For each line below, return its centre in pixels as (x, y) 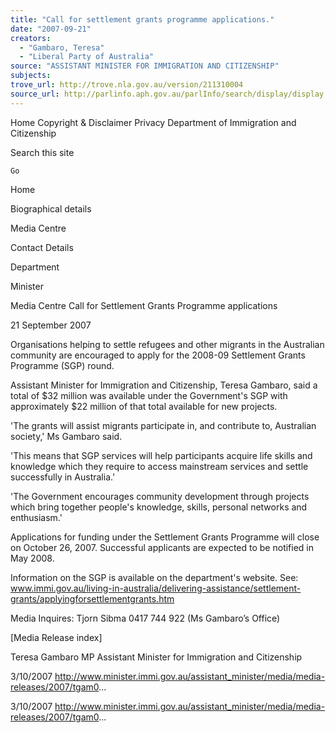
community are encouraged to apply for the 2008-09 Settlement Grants (158, 355)
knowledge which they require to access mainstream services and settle (159, 466)
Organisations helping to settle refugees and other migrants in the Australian (167, 344)
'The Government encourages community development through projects (160, 496)
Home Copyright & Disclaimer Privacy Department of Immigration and (153, 122)
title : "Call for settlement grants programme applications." (142, 19)
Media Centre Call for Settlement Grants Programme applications (144, 305)
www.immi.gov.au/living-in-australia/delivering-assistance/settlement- (156, 588)
